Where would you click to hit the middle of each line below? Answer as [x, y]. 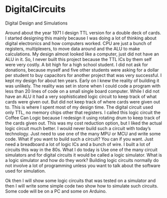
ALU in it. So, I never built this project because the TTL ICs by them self [79, 59]
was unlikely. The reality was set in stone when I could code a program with [83, 85]
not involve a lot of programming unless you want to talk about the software [83, 165]
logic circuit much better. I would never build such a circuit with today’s [78, 128]
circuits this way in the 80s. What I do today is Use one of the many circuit [82, 149]
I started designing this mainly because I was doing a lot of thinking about [81, 38]
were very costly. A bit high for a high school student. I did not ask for [77, 64]
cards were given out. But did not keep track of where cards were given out [83, 101]
